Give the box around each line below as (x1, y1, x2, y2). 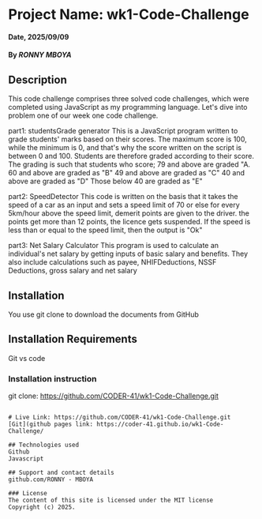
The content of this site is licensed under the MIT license (8, 496, 214, 505)
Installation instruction (8, 373, 97, 384)
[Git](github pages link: (8, 420, 93, 428)
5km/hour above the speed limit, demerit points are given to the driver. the (8, 209, 250, 218)
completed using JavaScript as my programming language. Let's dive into (8, 103, 248, 112)
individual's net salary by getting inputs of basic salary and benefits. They (8, 249, 249, 258)
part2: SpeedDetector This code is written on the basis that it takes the (8, 192, 238, 201)
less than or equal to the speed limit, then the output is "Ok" (8, 225, 203, 235)
